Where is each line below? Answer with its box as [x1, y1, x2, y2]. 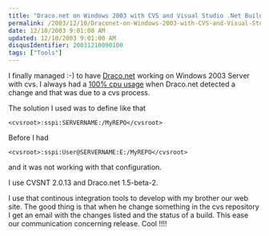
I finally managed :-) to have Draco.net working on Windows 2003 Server [8, 71, 251, 80]
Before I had [8, 133, 50, 142]
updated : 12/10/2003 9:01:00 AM [8, 34, 116, 42]
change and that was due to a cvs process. [8, 88, 151, 97]
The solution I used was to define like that [8, 103, 147, 113]
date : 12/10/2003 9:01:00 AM [8, 26, 106, 34]
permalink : [8, 19, 45, 27]
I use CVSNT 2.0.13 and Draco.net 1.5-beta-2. [8, 178, 159, 187]
